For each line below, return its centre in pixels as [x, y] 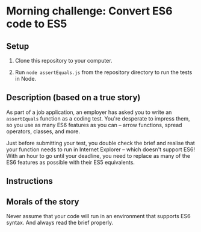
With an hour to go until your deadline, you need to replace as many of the [98, 155]
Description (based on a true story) [73, 98]
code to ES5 [37, 24]
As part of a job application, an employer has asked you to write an [89, 112]
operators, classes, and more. [43, 131]
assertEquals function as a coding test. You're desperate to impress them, [98, 118]
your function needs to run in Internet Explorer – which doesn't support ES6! [101, 149]
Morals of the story [43, 202]
